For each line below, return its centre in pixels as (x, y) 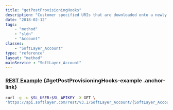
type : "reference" (25, 53)
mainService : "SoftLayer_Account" (44, 63)
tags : (11, 24)
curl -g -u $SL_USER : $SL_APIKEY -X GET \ (50, 98)
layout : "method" (24, 58)
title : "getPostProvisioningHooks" (44, 10)
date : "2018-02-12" (26, 20)
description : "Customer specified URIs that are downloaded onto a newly (86, 15)
